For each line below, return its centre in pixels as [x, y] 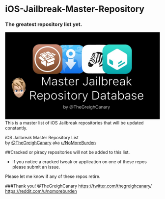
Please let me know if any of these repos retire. [53, 176]
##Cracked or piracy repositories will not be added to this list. [68, 152]
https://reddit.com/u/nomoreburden [41, 191]
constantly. [16, 128]
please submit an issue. [36, 167]
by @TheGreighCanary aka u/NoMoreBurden [51, 143]
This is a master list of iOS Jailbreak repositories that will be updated [74, 123]
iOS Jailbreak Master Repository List [42, 137]
